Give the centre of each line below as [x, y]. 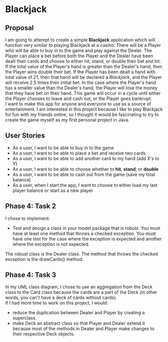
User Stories [25, 136]
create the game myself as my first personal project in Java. [67, 120]
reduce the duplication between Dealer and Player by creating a [78, 313]
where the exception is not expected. [51, 244]
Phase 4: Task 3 [31, 275]
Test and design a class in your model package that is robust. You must [86, 228]
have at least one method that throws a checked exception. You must [84, 233]
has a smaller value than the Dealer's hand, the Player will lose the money [81, 88]
